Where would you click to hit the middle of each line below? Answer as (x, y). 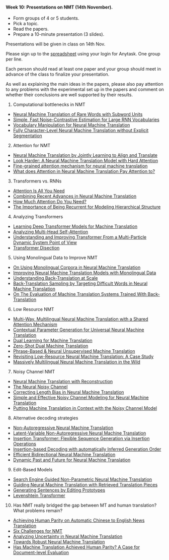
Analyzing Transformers (38, 217)
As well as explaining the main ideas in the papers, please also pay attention (84, 84)
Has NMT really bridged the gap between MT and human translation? (85, 505)
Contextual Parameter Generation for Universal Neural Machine (78, 330)
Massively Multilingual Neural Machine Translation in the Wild (76, 362)
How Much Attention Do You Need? (50, 202)
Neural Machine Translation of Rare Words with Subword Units (78, 114)
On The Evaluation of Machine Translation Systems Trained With (80, 294)
